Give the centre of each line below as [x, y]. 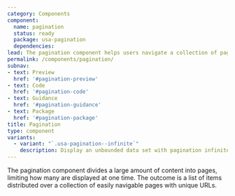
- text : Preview [31, 72]
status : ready [34, 33]
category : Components [39, 14]
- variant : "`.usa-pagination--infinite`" [76, 144]
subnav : [19, 66]
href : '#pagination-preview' [56, 79]
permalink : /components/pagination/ [60, 59]
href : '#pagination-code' [51, 92]
